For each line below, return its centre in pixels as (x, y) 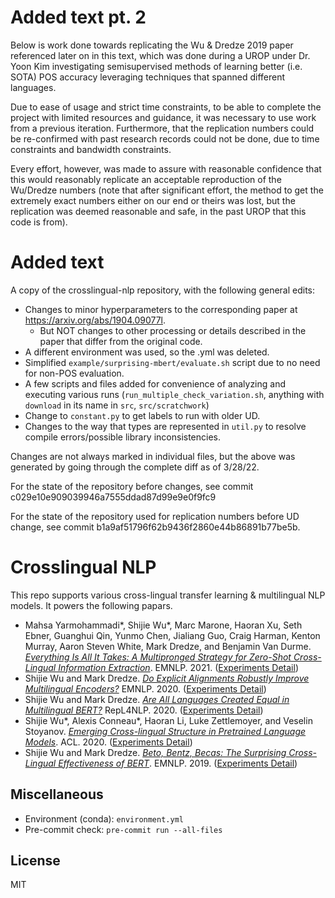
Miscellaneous (57, 794)
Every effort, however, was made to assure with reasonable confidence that (166, 168)
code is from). (39, 222)
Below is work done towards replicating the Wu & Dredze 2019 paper (152, 45)
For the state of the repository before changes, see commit (132, 486)
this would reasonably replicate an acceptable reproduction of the (146, 179)
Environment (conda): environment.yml (104, 818)
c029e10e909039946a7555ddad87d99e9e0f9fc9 (113, 497)
